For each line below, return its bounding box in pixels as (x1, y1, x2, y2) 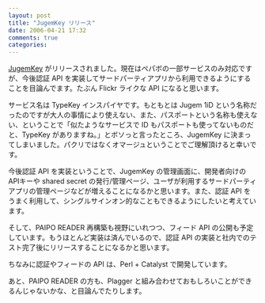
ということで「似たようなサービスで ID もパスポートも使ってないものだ (21, 120, 255, 130)
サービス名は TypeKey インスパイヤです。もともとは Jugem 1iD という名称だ (8, 100, 257, 110)
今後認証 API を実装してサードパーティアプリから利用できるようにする (21, 74, 252, 83)
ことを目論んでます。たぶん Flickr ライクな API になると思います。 (8, 84, 224, 93)
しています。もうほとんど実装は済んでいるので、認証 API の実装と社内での (8, 233, 251, 242)
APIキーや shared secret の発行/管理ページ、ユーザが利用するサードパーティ (8, 176, 257, 186)
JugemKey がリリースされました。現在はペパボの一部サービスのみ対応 (8, 64, 239, 74)
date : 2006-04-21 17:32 (8, 26, 87, 34)
